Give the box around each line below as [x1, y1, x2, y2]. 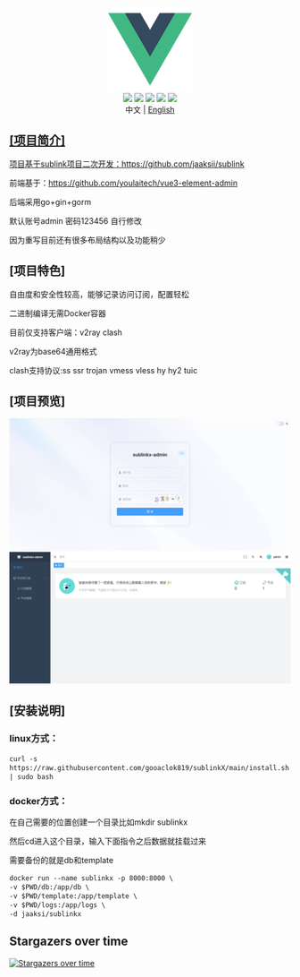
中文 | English [124, 105, 176, 115]
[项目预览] [9, 394, 65, 409]
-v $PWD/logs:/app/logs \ [9, 900, 105, 910]
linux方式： [9, 733, 59, 745]
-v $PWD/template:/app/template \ [9, 891, 138, 901]
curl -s [9, 754, 38, 763]
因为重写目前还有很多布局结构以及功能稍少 [9, 235, 166, 245]
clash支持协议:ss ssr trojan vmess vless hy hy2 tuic [9, 364, 198, 375]
